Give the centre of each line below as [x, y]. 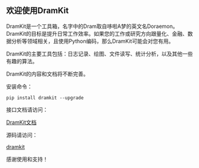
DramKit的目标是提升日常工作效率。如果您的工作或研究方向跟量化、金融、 [97, 33]
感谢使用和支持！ [27, 159]
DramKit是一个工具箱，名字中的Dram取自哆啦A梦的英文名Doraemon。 [92, 26]
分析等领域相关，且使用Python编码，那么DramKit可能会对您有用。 [92, 41]
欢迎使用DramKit [38, 11]
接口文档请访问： [27, 110]
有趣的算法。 [22, 61]
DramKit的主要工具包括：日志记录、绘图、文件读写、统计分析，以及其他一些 [100, 54]
